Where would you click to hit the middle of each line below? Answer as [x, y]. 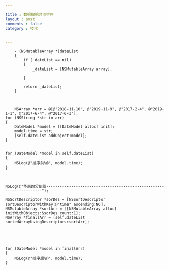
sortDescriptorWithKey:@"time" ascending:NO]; [55, 204]
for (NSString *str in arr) [35, 118]
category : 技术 [22, 28]
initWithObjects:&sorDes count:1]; [43, 213]
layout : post [20, 19]
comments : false [24, 24]
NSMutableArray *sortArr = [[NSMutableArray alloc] [61, 209]
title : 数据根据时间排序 [30, 14]
